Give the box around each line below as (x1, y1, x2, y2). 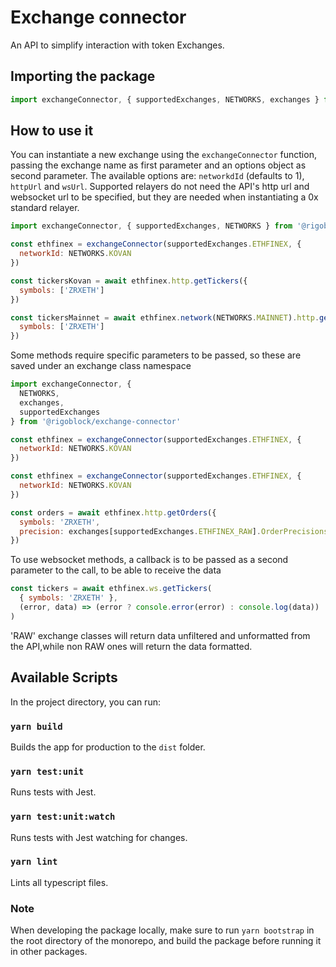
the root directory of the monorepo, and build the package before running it (10, 935, 322, 947)
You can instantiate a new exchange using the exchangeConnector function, (10, 149, 317, 161)
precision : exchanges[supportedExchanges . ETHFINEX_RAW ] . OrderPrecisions (19, 526, 329, 536)
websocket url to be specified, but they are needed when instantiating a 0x (10, 191, 319, 203)
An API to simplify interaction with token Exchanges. (10, 39, 225, 51)
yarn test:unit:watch (10, 811, 116, 823)
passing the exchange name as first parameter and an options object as (10, 159, 307, 171)
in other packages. (10, 946, 88, 958)
